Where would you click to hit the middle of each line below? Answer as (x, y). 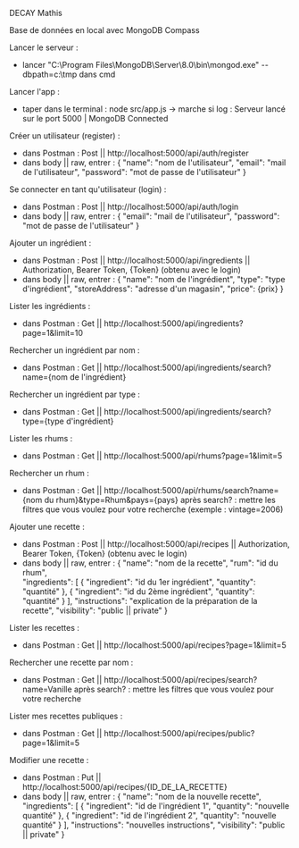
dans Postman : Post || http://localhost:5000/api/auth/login (130, 206)
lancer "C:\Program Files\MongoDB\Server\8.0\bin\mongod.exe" (141, 65)
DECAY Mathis (36, 13)
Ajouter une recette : (47, 527)
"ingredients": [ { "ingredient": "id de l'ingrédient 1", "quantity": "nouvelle (156, 806)
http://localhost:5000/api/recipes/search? (181, 680)
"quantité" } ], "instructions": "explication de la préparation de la (140, 601)
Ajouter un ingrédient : (50, 243)
